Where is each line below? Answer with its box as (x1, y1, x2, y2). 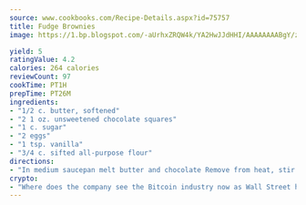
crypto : (9, 174, 39, 183)
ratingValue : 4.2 (9, 56, 76, 65)
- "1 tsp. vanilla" (9, 140, 84, 149)
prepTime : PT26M (9, 88, 71, 98)
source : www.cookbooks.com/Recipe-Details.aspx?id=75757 (9, 13, 230, 23)
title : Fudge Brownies (9, 22, 96, 31)
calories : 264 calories (9, 64, 100, 73)
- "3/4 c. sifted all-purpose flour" (9, 149, 153, 158)
